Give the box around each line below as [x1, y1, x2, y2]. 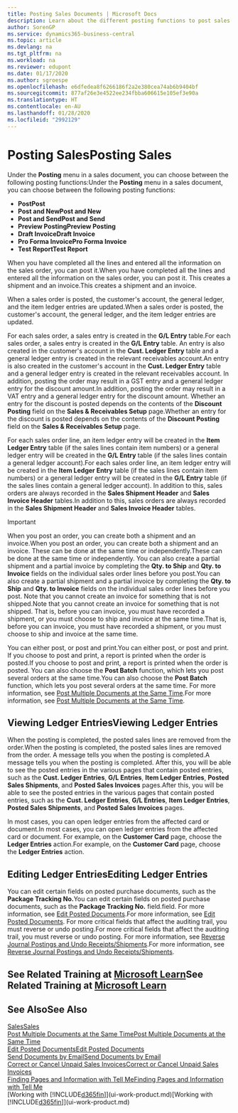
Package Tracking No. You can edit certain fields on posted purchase [7, 895, 211, 903]
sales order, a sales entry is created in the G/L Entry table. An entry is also [7, 339, 225, 347]
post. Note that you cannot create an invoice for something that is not [7, 592, 211, 600]
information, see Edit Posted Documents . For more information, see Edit [7, 910, 215, 918]
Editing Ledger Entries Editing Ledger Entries [7, 868, 208, 880]
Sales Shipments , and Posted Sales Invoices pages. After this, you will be [7, 781, 224, 789]
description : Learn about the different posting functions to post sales [7, 17, 231, 24]
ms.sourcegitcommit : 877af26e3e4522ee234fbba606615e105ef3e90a [7, 90, 199, 97]
